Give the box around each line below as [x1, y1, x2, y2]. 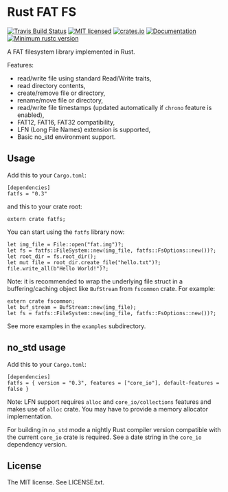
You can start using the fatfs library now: [7, 228, 125, 236]
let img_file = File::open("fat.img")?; [7, 241, 125, 248]
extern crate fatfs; [7, 215, 67, 222]
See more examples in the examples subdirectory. [7, 321, 146, 330]
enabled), [16, 111, 45, 119]
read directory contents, [16, 81, 86, 89]
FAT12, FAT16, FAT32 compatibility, [16, 118, 115, 126]
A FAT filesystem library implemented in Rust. [7, 47, 135, 56]
